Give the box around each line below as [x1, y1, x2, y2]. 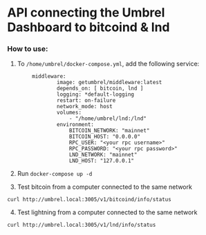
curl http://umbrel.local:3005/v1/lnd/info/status [7, 222, 156, 229]
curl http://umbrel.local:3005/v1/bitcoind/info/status [7, 196, 171, 203]
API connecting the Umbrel [7, 5, 165, 21]
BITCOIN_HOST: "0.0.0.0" [68, 133, 140, 141]
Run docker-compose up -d [17, 170, 93, 178]
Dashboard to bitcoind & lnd [7, 19, 171, 35]
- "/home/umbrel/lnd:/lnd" [68, 115, 147, 122]
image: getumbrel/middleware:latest [56, 79, 162, 86]
